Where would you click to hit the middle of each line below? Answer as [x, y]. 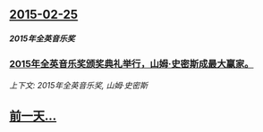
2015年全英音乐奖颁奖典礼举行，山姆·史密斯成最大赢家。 [131, 64]
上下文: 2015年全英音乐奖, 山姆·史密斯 [79, 85]
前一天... [33, 116]
